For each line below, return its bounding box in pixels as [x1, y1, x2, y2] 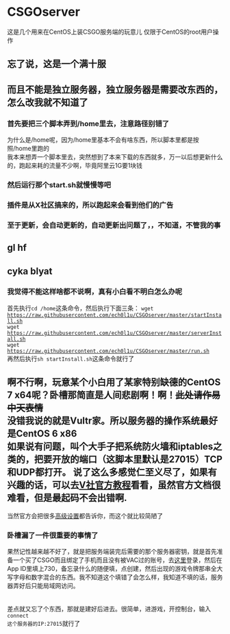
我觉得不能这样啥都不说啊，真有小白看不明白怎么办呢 [7, 287, 183, 297]
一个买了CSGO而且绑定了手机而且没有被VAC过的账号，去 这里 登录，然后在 [12, 556, 222, 564]
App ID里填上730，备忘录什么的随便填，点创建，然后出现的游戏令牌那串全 [7, 564, 217, 572]
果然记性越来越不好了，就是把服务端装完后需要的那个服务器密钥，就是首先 [7, 547, 217, 555]
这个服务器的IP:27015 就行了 [7, 619, 81, 627]
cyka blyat [7, 265, 53, 277]
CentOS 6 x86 [16, 428, 77, 439]
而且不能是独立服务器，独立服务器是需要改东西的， [7, 84, 223, 95]
